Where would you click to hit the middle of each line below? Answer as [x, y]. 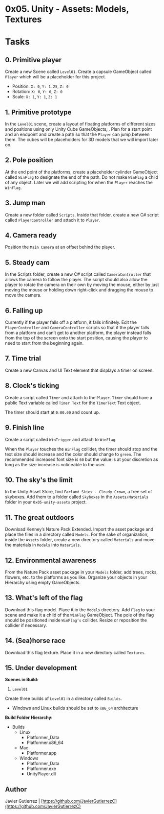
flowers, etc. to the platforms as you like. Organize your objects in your [76, 577]
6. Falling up [24, 310]
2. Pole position [29, 160]
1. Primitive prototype [38, 112]
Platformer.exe [41, 769]
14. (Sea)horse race [35, 641]
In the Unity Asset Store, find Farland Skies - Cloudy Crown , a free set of [79, 492]
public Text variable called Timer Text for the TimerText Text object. [73, 403]
